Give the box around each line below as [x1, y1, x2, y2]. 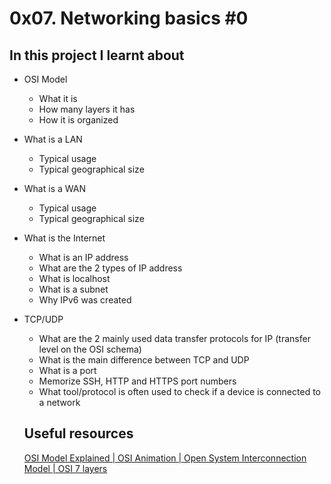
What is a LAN [23, 133, 83, 145]
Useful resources [23, 425, 134, 442]
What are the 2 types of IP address [38, 262, 183, 274]
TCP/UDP [23, 313, 64, 325]
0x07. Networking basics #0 [9, 7, 249, 30]
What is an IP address [38, 252, 129, 263]
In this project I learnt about [9, 47, 185, 64]
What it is [38, 93, 78, 104]
